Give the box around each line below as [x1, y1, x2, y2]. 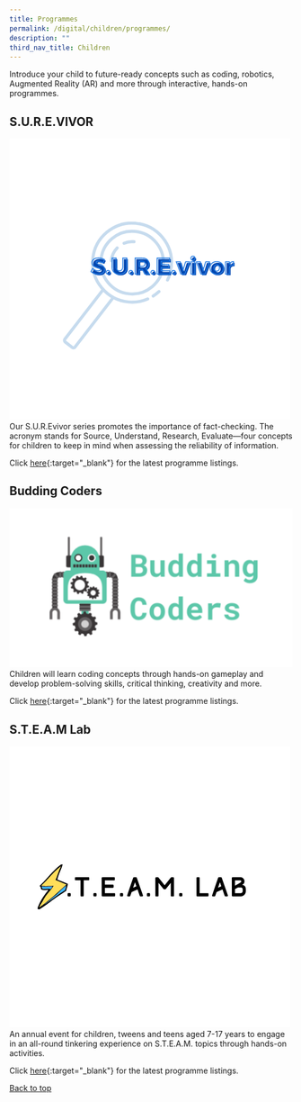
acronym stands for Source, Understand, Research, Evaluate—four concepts [9, 430, 293, 441]
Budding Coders [9, 483, 102, 499]
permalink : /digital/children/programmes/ [9, 23, 171, 33]
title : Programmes [9, 14, 78, 23]
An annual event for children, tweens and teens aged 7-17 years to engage [9, 1029, 286, 1040]
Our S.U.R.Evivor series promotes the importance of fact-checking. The [9, 421, 274, 432]
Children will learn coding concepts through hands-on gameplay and [9, 669, 264, 680]
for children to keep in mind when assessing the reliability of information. [9, 440, 279, 451]
